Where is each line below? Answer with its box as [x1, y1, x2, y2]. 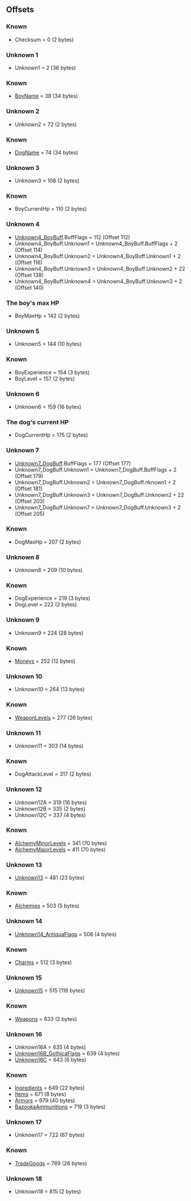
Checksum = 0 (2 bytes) [14, 36, 74, 43]
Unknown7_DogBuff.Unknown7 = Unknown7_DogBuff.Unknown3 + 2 [14, 503, 181, 511]
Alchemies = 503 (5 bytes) [14, 903, 80, 910]
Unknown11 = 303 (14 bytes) [14, 742, 84, 749]
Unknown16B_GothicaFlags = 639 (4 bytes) [14, 1049, 120, 1057]
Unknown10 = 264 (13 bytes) [14, 686, 85, 693]
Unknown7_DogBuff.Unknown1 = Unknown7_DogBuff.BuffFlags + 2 [14, 466, 177, 473]
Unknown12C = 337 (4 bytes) [14, 811, 87, 818]
